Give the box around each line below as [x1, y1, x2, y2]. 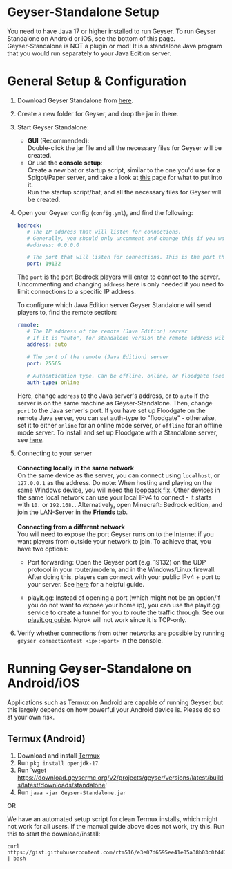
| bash [7, 855, 26, 862]
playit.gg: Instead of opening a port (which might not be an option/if [27, 594, 221, 602]
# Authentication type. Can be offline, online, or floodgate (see [26, 373, 225, 380]
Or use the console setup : [27, 158, 103, 167]
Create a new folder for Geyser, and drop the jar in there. [17, 109, 179, 118]
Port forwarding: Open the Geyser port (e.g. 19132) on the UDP [27, 558, 206, 566]
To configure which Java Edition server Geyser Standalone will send [17, 301, 212, 309]
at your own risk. [7, 713, 55, 721]
